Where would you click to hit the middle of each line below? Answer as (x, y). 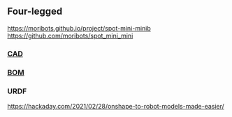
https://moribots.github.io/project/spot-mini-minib (79, 28)
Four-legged (35, 11)
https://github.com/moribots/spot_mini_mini (70, 36)
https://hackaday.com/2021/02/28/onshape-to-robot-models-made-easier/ (116, 106)
